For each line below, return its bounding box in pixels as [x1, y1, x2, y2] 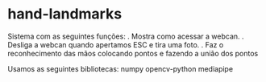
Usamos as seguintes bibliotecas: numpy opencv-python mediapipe [7, 64, 234, 73]
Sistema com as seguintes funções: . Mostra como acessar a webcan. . [7, 31, 244, 41]
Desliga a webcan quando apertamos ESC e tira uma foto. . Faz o [7, 39, 224, 49]
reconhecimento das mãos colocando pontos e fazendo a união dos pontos [7, 48, 259, 58]
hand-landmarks [7, 5, 123, 23]
